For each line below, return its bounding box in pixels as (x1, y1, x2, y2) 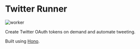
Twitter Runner (5, 3, 67, 15)
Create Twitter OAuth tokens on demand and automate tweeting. (5, 29, 136, 34)
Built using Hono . (5, 38, 40, 44)
